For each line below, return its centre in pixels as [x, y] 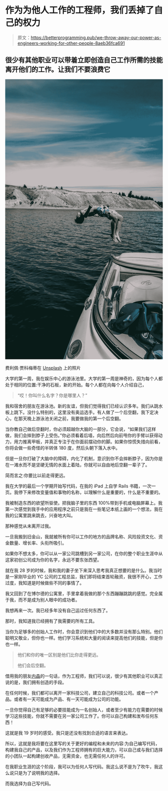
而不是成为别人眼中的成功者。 [49, 599]
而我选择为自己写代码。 [29, 783]
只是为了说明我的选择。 [38, 772]
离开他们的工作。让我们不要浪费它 [58, 70]
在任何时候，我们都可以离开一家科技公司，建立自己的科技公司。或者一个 [79, 692]
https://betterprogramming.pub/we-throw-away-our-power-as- [96, 37]
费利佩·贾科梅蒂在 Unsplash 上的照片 [43, 367]
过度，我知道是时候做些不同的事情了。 [44, 582]
